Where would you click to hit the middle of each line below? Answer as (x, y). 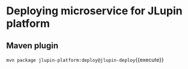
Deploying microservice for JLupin (94, 11)
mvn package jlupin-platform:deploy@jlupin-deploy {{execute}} (85, 60)
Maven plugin (32, 46)
